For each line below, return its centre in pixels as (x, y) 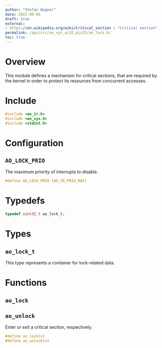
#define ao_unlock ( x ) (27, 341)
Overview (25, 62)
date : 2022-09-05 (23, 14)
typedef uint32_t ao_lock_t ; (35, 214)
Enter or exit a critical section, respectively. (49, 327)
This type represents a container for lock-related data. (60, 263)
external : (15, 24)
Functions (26, 283)
